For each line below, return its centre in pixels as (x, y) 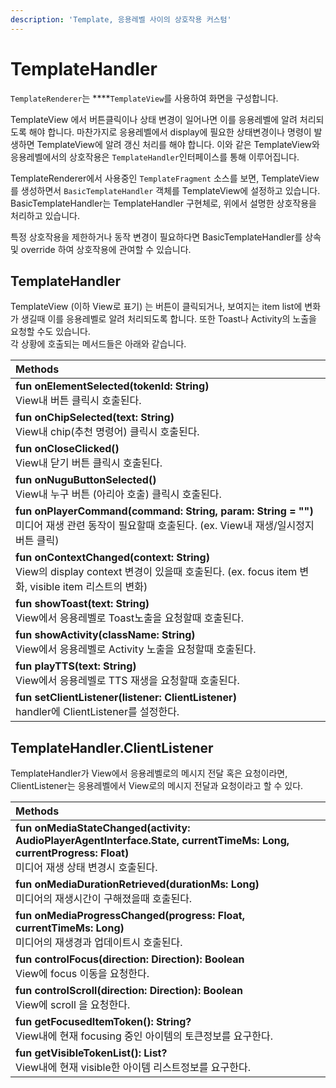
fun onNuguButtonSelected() (86, 480)
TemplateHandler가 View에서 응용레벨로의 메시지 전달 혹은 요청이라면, (149, 773)
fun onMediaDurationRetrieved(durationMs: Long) (137, 884)
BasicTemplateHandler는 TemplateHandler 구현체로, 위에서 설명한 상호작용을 (163, 203)
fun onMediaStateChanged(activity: (103, 828)
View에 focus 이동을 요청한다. (82, 974)
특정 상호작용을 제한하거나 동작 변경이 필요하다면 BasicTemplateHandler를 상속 (166, 237)
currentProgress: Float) (72, 853)
